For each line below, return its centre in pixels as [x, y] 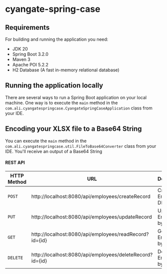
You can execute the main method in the [46, 141]
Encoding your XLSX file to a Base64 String [74, 129]
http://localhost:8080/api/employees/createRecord [91, 196]
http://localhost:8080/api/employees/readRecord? [90, 234]
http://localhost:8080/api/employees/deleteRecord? [92, 255]
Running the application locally [54, 85]
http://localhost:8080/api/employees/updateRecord [92, 217]
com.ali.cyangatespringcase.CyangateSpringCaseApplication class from [79, 108]
